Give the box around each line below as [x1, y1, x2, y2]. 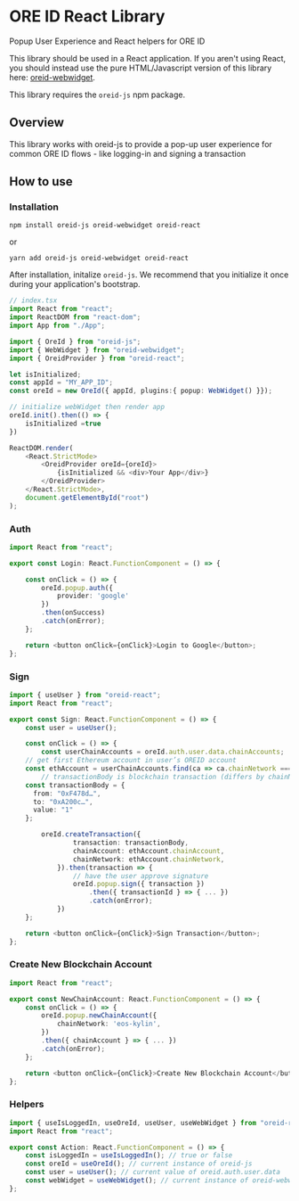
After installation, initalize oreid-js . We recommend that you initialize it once [9, 269, 289, 280]
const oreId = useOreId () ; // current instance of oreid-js [25, 1159, 253, 1169]
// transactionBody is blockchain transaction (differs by [41, 772, 265, 781]
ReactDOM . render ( [9, 443, 74, 452]
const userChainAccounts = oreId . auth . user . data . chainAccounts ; [41, 747, 285, 757]
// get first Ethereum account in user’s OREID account [25, 756, 238, 765]
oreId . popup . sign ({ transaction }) [72, 880, 205, 889]
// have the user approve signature [72, 871, 209, 880]
